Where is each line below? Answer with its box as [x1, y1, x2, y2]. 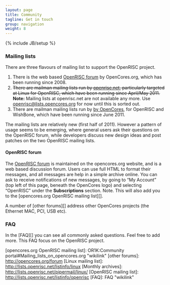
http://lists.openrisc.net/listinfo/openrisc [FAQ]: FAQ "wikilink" [5, 274, 134, 280]
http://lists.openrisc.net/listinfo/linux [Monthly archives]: [5, 263, 123, 269]
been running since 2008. [12, 79, 67, 86]
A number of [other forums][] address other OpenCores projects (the [5, 202, 149, 209]
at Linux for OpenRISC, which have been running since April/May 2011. [12, 90, 160, 96]
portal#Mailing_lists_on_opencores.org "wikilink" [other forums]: [5, 253, 140, 259]
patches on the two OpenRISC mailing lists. [5, 138, 95, 144]
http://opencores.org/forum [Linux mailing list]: [5, 258, 104, 264]
